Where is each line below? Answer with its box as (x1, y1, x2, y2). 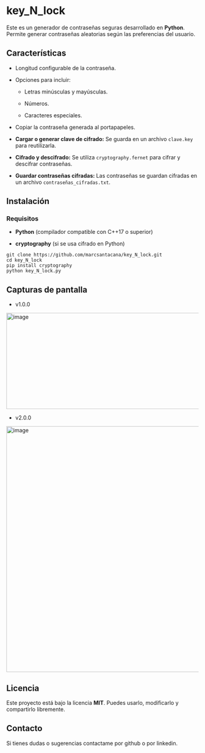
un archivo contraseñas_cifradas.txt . (15, 178, 111, 186)
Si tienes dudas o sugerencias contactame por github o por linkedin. (6, 740, 178, 747)
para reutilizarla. (15, 142, 57, 149)
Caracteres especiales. (24, 111, 82, 119)
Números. (24, 100, 49, 107)
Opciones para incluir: (15, 76, 71, 83)
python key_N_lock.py (6, 268, 62, 274)
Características (6, 48, 67, 59)
